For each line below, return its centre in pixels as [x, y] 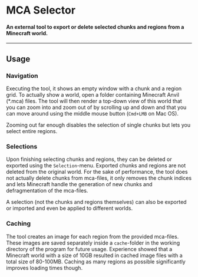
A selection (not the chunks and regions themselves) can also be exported [96, 202]
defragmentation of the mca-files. [47, 191]
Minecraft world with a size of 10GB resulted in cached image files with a [94, 255]
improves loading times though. [44, 268]
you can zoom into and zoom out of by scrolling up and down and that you [96, 107]
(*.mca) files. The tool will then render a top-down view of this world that [94, 101]
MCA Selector [41, 10]
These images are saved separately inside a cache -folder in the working [93, 243]
